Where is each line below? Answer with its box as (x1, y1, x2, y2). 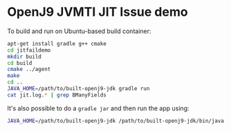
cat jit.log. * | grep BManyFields (7, 91, 107, 99)
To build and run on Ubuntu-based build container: (7, 27, 151, 35)
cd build (7, 59, 33, 66)
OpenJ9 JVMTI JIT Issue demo (7, 4, 188, 20)
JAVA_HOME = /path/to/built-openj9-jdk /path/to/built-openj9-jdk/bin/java (7, 117, 225, 124)
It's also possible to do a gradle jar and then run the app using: (7, 104, 190, 112)
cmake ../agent (7, 66, 51, 73)
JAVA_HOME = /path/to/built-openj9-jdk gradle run (7, 85, 150, 92)
